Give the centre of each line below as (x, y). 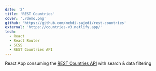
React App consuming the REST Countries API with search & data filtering (78, 63)
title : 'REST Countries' (30, 14)
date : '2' (15, 9)
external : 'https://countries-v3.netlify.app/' (54, 27)
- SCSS (16, 45)
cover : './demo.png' (26, 18)
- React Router (25, 41)
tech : (10, 32)
